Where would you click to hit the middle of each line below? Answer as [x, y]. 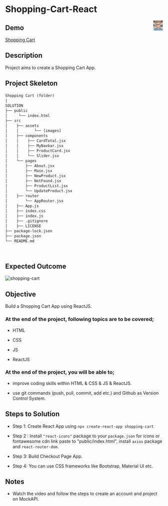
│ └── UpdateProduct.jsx [39, 191]
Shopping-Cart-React [51, 9]
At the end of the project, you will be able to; [60, 372]
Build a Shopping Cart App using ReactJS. [48, 306]
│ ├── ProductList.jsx [37, 186]
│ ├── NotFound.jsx [33, 181]
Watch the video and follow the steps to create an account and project [85, 494]
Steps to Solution [32, 414]
